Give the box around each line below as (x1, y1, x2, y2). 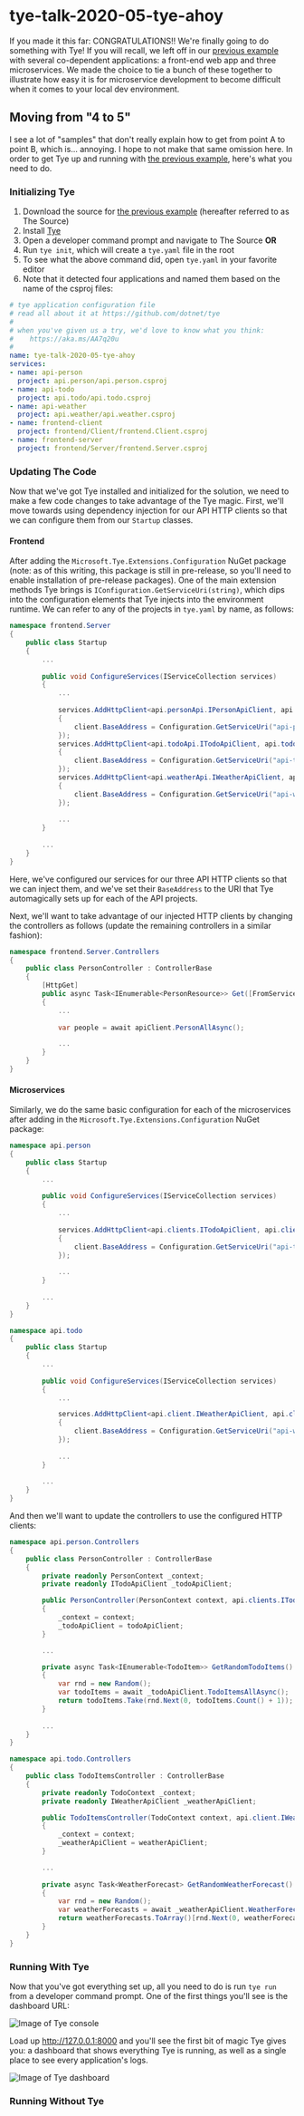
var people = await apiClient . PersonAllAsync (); (57, 1023, 245, 1032)
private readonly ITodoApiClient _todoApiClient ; (42, 1580, 233, 1589)
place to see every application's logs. (9, 2054, 149, 2065)
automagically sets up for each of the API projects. (9, 893, 198, 903)
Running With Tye (9, 1960, 90, 1973)
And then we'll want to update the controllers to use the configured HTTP (9, 1511, 283, 1521)
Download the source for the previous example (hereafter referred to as (22, 206, 290, 217)
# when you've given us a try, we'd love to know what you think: (9, 325, 265, 335)
